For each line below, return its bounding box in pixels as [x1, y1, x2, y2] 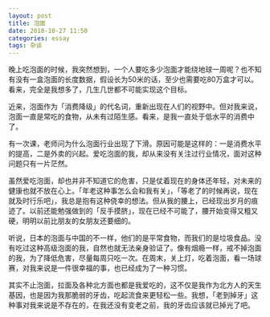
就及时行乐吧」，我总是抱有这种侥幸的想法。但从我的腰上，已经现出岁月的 [8, 196, 252, 205]
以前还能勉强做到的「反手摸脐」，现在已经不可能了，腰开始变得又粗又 [29, 206, 259, 216]
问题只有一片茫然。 [8, 159, 72, 169]
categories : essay [8, 34, 70, 43]
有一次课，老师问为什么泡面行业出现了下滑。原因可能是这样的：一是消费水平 [8, 139, 262, 148]
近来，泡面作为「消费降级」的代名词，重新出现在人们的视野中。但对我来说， [8, 102, 262, 112]
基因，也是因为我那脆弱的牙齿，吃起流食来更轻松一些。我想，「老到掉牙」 [8, 291, 252, 300]
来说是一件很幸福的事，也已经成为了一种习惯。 [35, 263, 191, 273]
